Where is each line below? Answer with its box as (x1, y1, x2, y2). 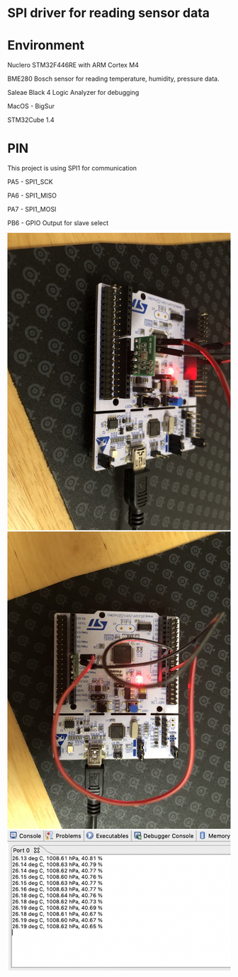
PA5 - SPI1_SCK (7, 178, 53, 186)
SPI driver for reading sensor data (7, 5, 210, 21)
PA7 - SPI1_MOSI (7, 205, 57, 214)
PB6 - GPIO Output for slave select (7, 219, 109, 227)
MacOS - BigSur (7, 102, 55, 110)
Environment (7, 38, 85, 54)
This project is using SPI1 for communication (7, 164, 137, 173)
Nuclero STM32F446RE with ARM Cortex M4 (7, 61, 140, 69)
